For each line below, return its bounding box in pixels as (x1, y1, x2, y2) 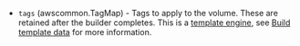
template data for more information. (17, 27, 152, 37)
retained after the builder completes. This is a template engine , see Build (17, 17, 291, 28)
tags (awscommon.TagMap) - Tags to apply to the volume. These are (17, 8, 278, 18)
